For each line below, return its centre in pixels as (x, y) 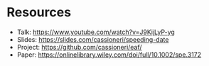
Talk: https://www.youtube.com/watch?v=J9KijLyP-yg (96, 32)
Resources (39, 12)
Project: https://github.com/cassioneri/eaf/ (80, 47)
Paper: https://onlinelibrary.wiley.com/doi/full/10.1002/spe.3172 (109, 55)
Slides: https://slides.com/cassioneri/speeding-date (93, 39)
